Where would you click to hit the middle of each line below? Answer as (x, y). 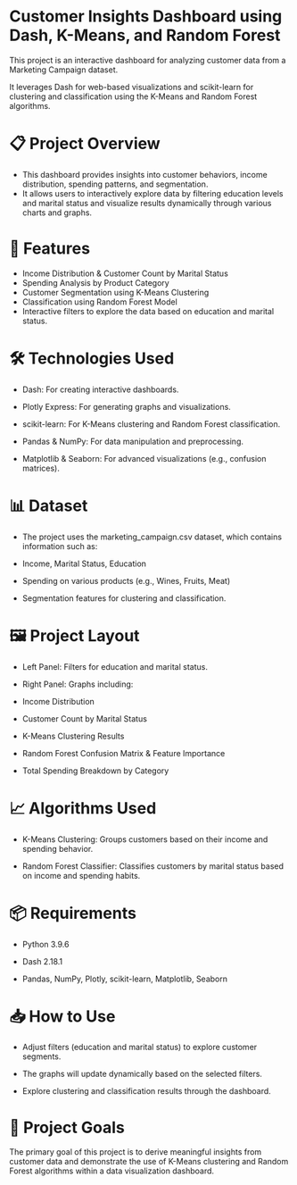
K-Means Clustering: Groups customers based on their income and (145, 839)
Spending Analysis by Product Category (95, 282)
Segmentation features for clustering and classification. (124, 598)
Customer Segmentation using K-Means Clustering (115, 292)
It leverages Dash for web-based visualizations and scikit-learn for (132, 87)
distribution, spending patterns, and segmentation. (115, 184)
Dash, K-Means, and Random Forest (145, 35)
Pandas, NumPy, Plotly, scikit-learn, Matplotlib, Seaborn (125, 979)
